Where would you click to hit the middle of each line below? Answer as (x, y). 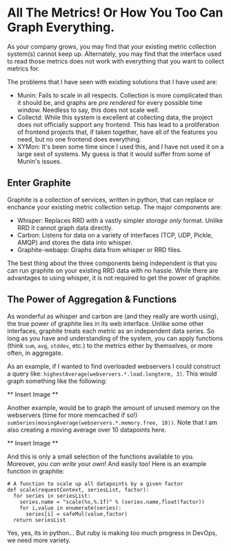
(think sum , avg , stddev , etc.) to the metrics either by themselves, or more (110, 345)
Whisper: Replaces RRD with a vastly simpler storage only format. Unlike (120, 220)
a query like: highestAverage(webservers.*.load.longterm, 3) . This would (112, 374)
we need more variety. (39, 540)
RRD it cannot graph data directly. (65, 228)
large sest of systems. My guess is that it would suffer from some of (114, 154)
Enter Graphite (39, 183)
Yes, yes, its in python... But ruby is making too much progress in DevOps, (112, 532)
